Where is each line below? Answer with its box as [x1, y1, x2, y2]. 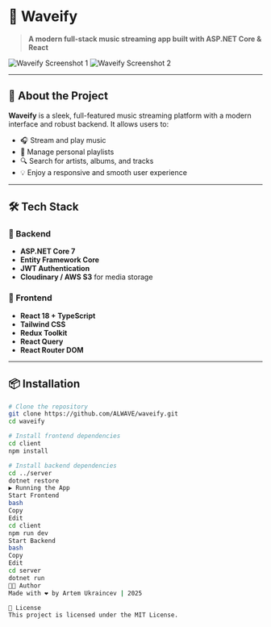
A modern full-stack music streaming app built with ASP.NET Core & [27, 34, 262, 44]
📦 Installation [8, 377, 81, 391]
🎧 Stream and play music [19, 135, 106, 144]
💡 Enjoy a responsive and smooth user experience [19, 167, 188, 177]
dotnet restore [8, 476, 60, 485]
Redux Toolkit [19, 328, 68, 337]
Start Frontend [8, 491, 60, 500]
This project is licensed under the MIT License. [8, 611, 179, 620]
